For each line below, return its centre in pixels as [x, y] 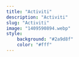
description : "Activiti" [37, 17]
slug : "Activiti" [28, 23]
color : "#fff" [34, 45]
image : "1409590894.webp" [38, 28]
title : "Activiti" [29, 12]
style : [14, 34]
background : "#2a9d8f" [45, 39]
